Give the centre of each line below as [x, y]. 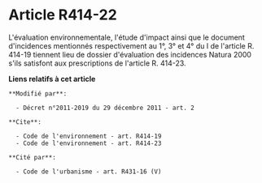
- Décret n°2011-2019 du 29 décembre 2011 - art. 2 [105, 108]
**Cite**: [25, 122]
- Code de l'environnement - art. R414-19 [89, 136]
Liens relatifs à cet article [52, 79]
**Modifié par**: [38, 94]
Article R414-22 [63, 15]
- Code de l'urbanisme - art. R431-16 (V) [89, 172]
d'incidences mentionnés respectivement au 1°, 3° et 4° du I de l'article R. [131, 45]
